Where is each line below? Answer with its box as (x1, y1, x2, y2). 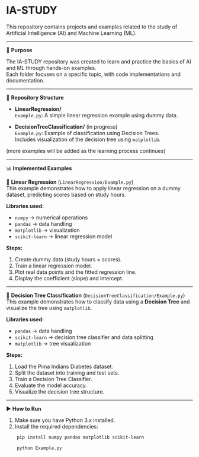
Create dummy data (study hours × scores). (14, 255, 122, 263)
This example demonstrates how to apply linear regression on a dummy (6, 184, 181, 191)
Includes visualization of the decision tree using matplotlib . (14, 136, 161, 143)
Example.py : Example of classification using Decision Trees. (14, 129, 160, 136)
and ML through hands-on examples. (6, 64, 97, 71)
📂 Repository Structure (6, 94, 64, 101)
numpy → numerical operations (14, 214, 88, 221)
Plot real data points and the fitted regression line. (14, 268, 137, 276)
